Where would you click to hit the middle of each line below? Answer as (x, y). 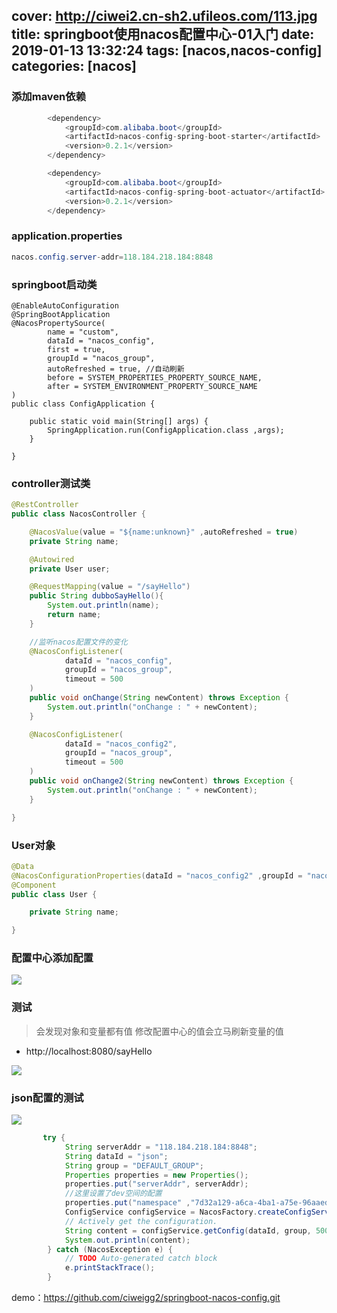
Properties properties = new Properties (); (156, 1175)
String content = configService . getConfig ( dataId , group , (188, 1230)
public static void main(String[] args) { (119, 421)
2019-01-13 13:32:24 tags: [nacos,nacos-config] (167, 50)
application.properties (67, 236)
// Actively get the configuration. (141, 1221)
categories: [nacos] (74, 66)
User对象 (33, 845)
